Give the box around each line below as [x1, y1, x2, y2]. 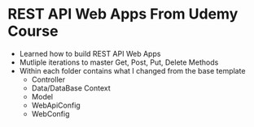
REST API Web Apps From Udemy [7, 5, 239, 23]
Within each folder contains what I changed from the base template [19, 66, 246, 75]
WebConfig [31, 108, 70, 118]
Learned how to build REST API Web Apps [19, 49, 161, 58]
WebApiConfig [31, 100, 81, 110]
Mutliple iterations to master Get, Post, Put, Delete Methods [19, 57, 219, 67]
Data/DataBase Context [31, 83, 111, 93]
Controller [31, 74, 66, 84]
